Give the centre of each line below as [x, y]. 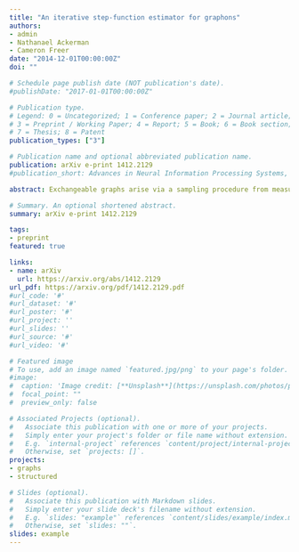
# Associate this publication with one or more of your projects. [139, 427]
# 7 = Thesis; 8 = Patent [57, 133]
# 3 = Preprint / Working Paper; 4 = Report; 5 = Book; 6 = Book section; [151, 124]
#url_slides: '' [39, 329]
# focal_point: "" [45, 394]
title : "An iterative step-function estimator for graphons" [125, 17]
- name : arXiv [36, 271]
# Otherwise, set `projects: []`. [77, 452]
